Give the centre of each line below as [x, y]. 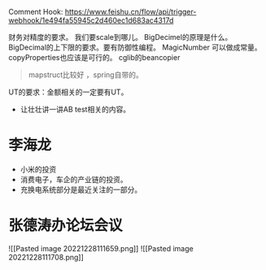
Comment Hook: [36, 12]
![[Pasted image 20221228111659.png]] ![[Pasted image [101, 248]
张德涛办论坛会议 [66, 226]
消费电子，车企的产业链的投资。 [74, 179]
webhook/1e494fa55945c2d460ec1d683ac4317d [91, 20]
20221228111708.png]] [46, 257]
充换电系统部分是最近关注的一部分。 [81, 189]
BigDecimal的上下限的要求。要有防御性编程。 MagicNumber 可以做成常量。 [135, 47]
